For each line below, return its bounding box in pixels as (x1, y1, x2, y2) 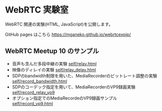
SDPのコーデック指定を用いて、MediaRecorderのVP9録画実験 (12, 84, 136, 90)
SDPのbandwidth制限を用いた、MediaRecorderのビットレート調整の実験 (12, 73, 157, 79)
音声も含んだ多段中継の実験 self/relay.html (12, 61, 97, 67)
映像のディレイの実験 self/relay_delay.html (12, 67, 96, 72)
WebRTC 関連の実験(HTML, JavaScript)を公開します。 (5, 21, 113, 27)
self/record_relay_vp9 (12, 89, 55, 95)
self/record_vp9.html (12, 100, 53, 106)
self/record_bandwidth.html (12, 78, 68, 84)
